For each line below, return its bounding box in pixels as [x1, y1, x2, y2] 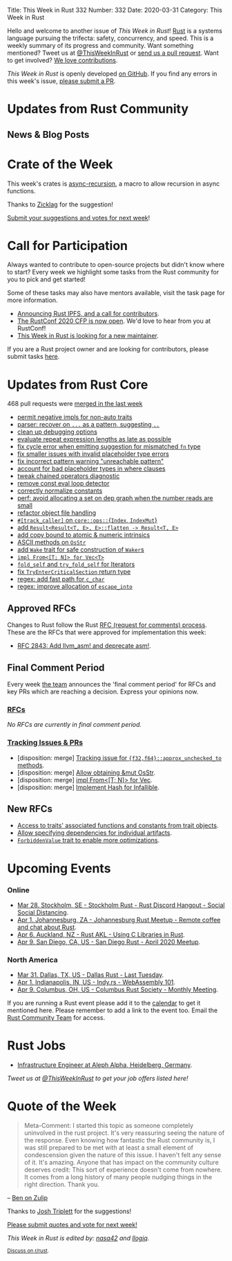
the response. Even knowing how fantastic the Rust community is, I [23, 1136, 215, 1145]
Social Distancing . [17, 908, 69, 917]
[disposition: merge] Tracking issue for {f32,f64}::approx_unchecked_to [17, 753, 222, 761]
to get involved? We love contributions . [7, 56, 118, 64]
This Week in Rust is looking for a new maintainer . [17, 332, 159, 340]
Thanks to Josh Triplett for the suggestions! [7, 1207, 132, 1215]
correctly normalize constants [17, 486, 103, 495]
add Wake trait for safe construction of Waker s [17, 545, 144, 554]
